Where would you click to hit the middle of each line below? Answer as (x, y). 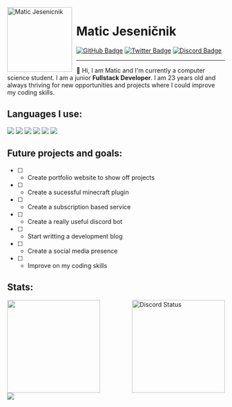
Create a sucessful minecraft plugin (78, 192)
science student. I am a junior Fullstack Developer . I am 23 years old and (112, 77)
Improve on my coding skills (67, 265)
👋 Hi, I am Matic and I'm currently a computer (141, 70)
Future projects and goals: (65, 154)
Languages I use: (45, 114)
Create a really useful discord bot (75, 221)
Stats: (20, 287)
